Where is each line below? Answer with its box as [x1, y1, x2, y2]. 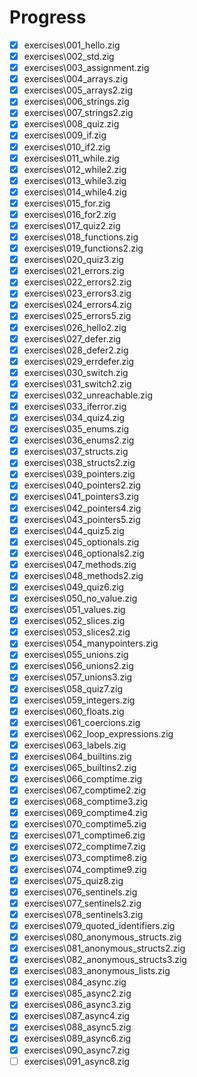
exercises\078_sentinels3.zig [23, 908, 144, 920]
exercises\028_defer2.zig [23, 344, 129, 356]
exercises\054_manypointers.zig [23, 637, 159, 650]
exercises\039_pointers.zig [23, 468, 136, 480]
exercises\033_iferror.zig [23, 400, 127, 412]
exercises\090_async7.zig [23, 1044, 131, 1056]
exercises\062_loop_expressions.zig [23, 727, 174, 740]
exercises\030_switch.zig [23, 366, 129, 378]
